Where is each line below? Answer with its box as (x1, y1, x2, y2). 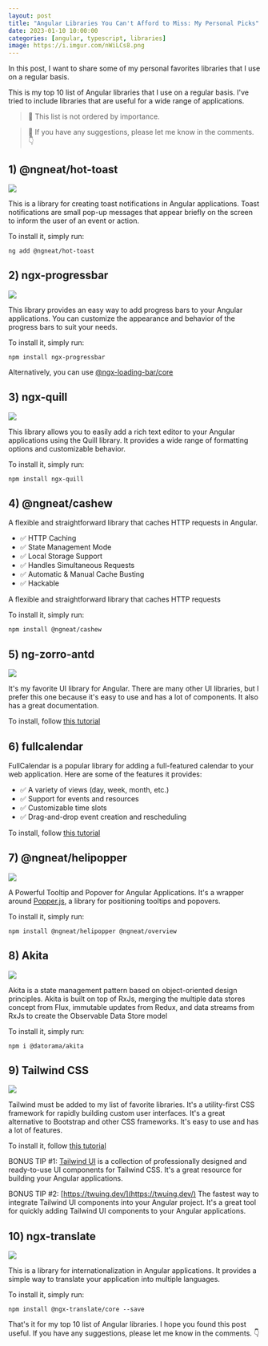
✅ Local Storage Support (19, 551, 102, 562)
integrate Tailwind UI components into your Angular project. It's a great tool (8, 1198, 257, 1207)
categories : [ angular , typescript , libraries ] (8, 34, 166, 43)
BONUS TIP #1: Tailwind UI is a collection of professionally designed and (8, 1157, 247, 1166)
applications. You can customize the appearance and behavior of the (8, 314, 236, 323)
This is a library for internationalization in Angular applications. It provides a (8, 1266, 258, 1275)
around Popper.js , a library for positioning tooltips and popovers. (8, 896, 222, 906)
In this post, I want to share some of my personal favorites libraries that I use (8, 63, 261, 73)
